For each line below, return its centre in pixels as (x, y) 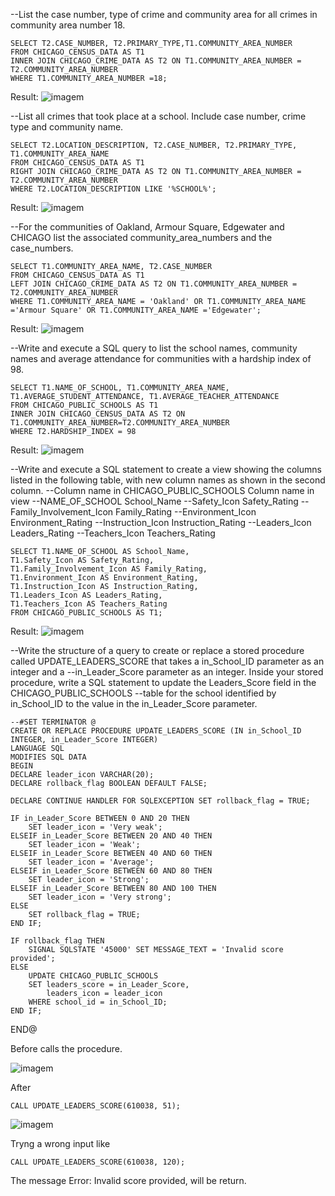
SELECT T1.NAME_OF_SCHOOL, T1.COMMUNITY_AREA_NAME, (120, 388)
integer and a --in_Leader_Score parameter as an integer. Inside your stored (167, 672)
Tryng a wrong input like (60, 1143)
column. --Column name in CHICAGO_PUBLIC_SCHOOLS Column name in (162, 490)
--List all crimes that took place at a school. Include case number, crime (158, 116)
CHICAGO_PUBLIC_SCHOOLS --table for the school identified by (143, 693)
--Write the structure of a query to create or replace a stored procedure (157, 650)
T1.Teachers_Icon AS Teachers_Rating (89, 604)
